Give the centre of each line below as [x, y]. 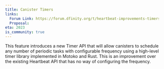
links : [12, 14]
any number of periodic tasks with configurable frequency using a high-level [82, 51]
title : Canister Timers [29, 9]
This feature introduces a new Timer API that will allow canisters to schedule [82, 46]
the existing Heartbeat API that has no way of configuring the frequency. [78, 61]
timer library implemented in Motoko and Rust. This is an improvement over [81, 56]
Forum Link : [22, 18]
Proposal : [19, 23]
